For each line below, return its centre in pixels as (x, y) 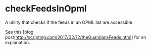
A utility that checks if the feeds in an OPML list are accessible (69, 22)
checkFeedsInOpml (46, 9)
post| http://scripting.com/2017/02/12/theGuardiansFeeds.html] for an (76, 37)
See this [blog (19, 32)
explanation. (18, 42)
